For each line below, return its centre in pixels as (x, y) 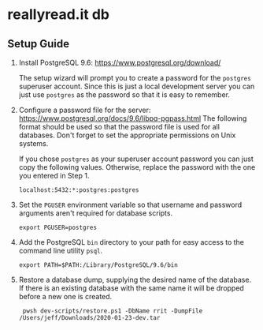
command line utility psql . (61, 251)
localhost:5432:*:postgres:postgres (79, 190)
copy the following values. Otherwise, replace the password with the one (137, 167)
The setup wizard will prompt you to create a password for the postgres (135, 78)
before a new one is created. (65, 296)
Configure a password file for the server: (85, 110)
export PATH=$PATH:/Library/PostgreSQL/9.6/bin (98, 265)
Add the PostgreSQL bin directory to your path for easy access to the (131, 242)
